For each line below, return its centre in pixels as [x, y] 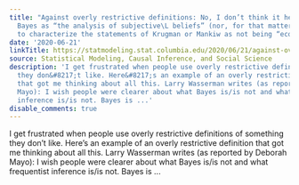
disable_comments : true [53, 109]
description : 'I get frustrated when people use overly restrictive [139, 68]
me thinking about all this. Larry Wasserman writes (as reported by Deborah [148, 153]
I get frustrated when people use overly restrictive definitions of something [147, 133]
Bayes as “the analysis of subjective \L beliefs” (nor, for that [141, 26]
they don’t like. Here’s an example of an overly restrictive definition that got [147, 143]
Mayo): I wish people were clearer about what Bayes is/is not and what [139, 162]
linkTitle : [29, 51]
